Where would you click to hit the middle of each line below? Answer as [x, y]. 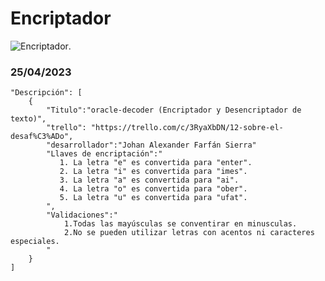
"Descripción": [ [46, 93]
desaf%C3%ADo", [42, 137]
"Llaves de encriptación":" [104, 154]
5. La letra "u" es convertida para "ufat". [153, 198]
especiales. [35, 242]
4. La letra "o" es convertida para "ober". [153, 189]
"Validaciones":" [82, 215]
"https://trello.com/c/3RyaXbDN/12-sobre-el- [187, 128]
